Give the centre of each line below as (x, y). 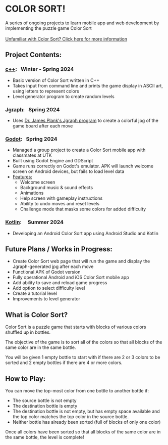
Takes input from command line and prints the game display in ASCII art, (88, 85)
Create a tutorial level (35, 293)
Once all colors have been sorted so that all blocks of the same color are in (83, 432)
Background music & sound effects (57, 188)
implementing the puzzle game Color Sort (48, 28)
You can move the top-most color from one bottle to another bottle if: (77, 390)
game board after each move (43, 126)
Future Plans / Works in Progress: (59, 249)
